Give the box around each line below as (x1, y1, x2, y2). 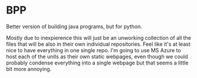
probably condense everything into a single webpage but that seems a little (6, 59, 189, 66)
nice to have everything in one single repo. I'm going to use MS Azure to (6, 46, 181, 53)
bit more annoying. (6, 65, 52, 72)
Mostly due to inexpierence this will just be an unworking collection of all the (6, 34, 191, 41)
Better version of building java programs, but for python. (6, 23, 142, 30)
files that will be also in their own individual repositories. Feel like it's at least (6, 40, 191, 48)
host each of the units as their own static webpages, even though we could (6, 53, 188, 60)
